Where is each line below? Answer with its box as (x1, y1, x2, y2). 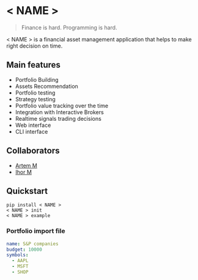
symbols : (6, 252, 29, 258)
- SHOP (12, 269, 29, 275)
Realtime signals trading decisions (15, 115, 102, 122)
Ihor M (15, 168, 32, 176)
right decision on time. (6, 42, 63, 49)
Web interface (15, 121, 51, 129)
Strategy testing (15, 95, 56, 102)
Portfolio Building (15, 76, 59, 83)
